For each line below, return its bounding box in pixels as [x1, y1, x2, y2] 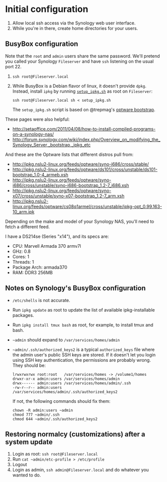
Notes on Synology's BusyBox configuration [5, 284, 146, 293]
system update [5, 438, 53, 446]
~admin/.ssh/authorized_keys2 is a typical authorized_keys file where [12, 346, 155, 352]
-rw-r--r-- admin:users [12, 385, 62, 390]
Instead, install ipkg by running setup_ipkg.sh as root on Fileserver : [12, 88, 153, 94]
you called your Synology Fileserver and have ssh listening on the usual [5, 58, 154, 64]
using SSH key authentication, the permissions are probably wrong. [12, 357, 151, 363]
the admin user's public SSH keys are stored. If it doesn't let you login [12, 351, 156, 357]
